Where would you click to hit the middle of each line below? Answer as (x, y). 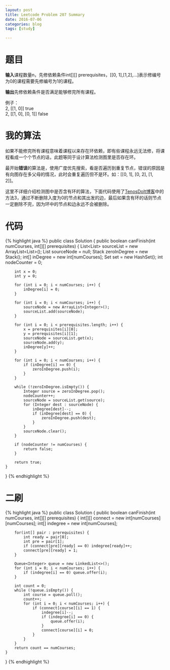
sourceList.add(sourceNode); (54, 311)
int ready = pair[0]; (46, 537)
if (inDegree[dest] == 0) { (62, 414)
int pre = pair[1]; (44, 541)
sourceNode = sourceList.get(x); (59, 338)
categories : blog (24, 24)
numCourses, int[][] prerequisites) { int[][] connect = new (65, 518)
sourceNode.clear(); (45, 431)
